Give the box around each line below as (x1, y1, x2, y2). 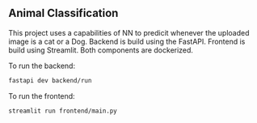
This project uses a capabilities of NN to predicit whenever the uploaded (8, 28, 250, 37)
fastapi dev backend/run (8, 76, 92, 84)
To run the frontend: (8, 91, 75, 100)
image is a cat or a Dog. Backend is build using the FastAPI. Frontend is (8, 36, 246, 46)
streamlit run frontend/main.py (8, 107, 117, 115)
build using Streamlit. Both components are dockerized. (8, 45, 194, 55)
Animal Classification (8, 6, 119, 20)
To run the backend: (8, 61, 75, 70)
